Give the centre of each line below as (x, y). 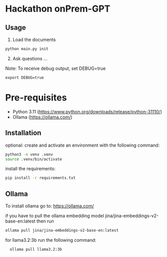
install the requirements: (30, 169)
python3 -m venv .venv (29, 154)
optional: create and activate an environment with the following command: (82, 145)
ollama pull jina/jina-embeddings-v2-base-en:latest (62, 231)
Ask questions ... (30, 58)
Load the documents (34, 39)
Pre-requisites (36, 98)
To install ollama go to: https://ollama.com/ (50, 206)
